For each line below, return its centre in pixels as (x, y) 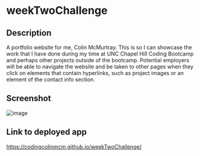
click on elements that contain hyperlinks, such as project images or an (95, 73)
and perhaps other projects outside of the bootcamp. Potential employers (98, 60)
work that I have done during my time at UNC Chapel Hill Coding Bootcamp (100, 54)
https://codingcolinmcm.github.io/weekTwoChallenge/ (74, 146)
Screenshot (29, 98)
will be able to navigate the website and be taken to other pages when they (100, 67)
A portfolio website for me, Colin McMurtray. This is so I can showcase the (99, 47)
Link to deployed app (46, 132)
